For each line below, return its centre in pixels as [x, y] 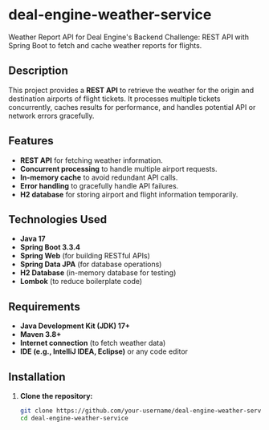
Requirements [44, 306]
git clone [37, 411]
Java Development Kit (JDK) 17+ [75, 326]
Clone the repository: [56, 396]
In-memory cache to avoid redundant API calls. [99, 177]
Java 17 [33, 239]
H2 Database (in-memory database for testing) [98, 273]
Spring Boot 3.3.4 [50, 247]
